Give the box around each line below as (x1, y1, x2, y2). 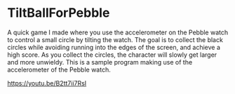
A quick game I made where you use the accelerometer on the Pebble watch (7, 28, 229, 36)
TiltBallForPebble (7, 5, 110, 21)
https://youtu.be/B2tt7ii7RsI (7, 79, 87, 87)
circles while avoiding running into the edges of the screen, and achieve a (7, 43, 221, 51)
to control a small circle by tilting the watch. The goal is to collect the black (7, 35, 223, 43)
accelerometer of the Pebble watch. (7, 65, 111, 74)
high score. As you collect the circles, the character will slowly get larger (7, 51, 217, 59)
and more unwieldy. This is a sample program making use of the (7, 58, 193, 66)
